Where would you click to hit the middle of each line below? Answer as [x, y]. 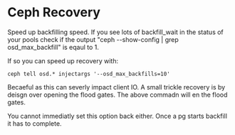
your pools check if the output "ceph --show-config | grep [93, 39]
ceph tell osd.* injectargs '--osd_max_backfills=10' [89, 74]
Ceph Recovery [54, 12]
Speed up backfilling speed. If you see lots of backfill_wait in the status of [116, 32]
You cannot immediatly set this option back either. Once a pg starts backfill [117, 116]
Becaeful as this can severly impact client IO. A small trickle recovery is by [116, 87]
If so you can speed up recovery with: [63, 60]
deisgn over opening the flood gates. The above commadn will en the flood [117, 94]
